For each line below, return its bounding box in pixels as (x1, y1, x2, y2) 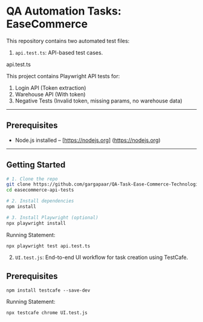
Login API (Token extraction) (14, 84, 86, 92)
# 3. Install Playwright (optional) (6, 214, 98, 221)
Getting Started (6, 159, 66, 170)
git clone (6, 181, 31, 187)
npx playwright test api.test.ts (6, 243, 91, 249)
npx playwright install (6, 220, 66, 226)
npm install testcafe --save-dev (6, 287, 91, 293)
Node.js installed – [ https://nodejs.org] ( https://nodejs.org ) (14, 136, 161, 144)
